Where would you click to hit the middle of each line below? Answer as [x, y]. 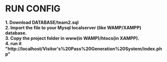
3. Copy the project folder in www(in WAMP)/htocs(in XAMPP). [72, 38]
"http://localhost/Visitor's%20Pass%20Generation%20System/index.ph [83, 49]
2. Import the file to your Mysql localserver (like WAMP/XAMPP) [73, 27]
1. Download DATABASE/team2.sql [42, 22]
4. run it [13, 43]
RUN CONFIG [33, 9]
